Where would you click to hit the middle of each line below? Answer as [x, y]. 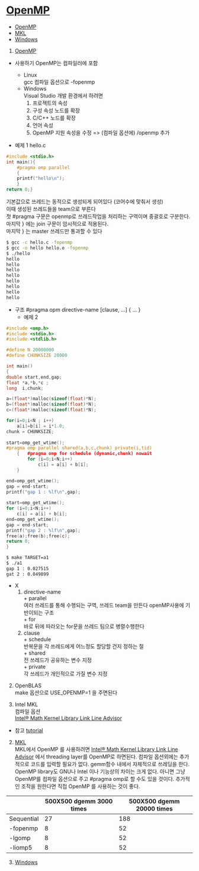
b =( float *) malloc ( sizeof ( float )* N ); [51, 404]
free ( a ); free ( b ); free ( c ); [38, 536]
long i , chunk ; [25, 388]
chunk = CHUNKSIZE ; [30, 431]
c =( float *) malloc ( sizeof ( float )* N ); [51, 410]
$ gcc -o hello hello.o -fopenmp [47, 248]
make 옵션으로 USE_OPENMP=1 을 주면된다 [66, 692]
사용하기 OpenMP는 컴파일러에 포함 [56, 63]
